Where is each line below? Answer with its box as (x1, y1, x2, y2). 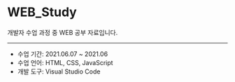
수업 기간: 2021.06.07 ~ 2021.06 (17, 50, 108, 58)
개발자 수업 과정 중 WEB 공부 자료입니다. (7, 28, 118, 36)
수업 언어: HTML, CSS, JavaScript (17, 58, 113, 67)
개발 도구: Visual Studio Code (17, 67, 101, 76)
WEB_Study (7, 4, 77, 20)
